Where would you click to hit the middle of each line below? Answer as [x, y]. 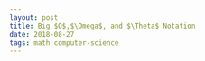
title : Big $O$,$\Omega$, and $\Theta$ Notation [102, 26]
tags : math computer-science [64, 43]
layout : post [34, 17]
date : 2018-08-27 [42, 34]
